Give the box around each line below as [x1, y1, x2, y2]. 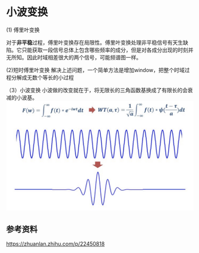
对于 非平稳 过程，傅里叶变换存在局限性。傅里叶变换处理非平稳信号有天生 [6, 39, 183, 46]
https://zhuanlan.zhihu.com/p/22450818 [6, 240, 105, 248]
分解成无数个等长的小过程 [11, 74, 74, 81]
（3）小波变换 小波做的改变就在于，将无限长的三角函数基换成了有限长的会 [6, 86, 188, 93]
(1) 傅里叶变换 [6, 26, 40, 33]
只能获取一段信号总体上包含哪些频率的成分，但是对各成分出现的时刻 [21, 46, 188, 54]
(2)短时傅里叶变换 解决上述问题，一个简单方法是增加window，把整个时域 [6, 66, 185, 73]
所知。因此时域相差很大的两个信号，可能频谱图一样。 [11, 54, 141, 61]
